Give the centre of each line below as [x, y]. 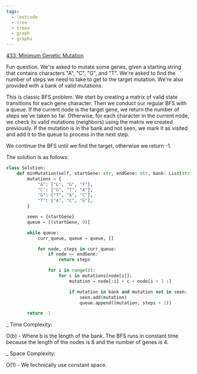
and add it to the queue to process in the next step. [68, 134]
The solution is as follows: [38, 157]
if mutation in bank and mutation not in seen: [128, 292]
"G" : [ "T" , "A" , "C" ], [65, 195]
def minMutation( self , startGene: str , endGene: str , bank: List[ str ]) [106, 173]
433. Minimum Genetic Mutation [45, 55]
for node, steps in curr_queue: [77, 249]
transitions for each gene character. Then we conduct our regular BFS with [96, 103]
